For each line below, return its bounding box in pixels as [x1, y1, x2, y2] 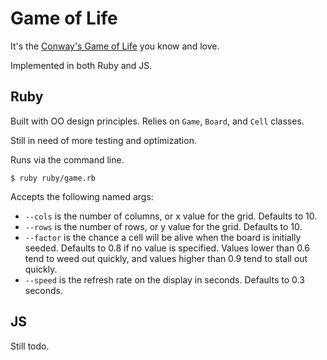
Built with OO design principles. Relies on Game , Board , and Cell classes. [10, 115, 305, 127]
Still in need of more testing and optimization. [10, 134, 197, 146]
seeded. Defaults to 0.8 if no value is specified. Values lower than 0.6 [24, 242, 310, 254]
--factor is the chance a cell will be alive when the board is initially [24, 231, 302, 243]
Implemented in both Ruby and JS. [10, 59, 153, 71]
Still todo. [10, 340, 50, 352]
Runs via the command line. [10, 153, 125, 166]
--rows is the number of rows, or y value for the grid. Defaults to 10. [24, 220, 303, 232]
